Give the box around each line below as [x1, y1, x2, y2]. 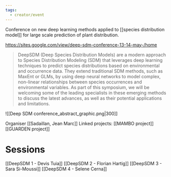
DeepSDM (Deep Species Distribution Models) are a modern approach [17, 52, 166, 58]
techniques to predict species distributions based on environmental [17, 62, 160, 69]
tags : [5, 7, 17, 13]
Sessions [5, 144, 45, 155]
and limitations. [17, 100, 50, 106]
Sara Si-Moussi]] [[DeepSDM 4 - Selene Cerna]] [5, 166, 107, 172]
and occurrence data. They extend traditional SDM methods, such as [17, 68, 163, 74]
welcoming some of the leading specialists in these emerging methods [17, 90, 166, 96]
